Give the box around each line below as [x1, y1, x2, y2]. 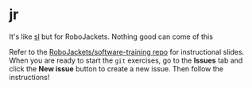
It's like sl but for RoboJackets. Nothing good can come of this [9, 32, 214, 41]
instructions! [9, 72, 50, 82]
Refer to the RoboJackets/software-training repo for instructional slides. [9, 47, 245, 56]
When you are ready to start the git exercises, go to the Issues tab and [9, 55, 243, 65]
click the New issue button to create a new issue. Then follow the [9, 63, 224, 73]
